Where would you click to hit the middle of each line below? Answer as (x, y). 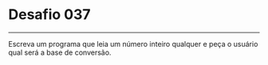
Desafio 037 (49, 15)
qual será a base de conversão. (60, 52)
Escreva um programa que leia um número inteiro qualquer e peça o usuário (133, 44)
